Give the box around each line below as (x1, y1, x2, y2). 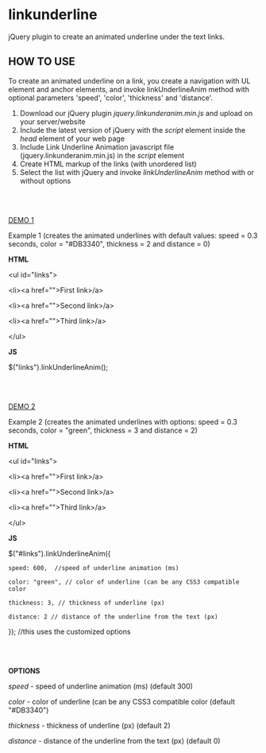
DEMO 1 (8, 215, 34, 224)
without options (19, 176, 71, 185)
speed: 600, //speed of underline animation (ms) (8, 564, 179, 572)
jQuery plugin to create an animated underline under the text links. (8, 32, 225, 41)
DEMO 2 (8, 402, 36, 411)
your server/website (19, 117, 86, 126)
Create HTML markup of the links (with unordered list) (19, 159, 197, 169)
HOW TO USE (8, 55, 75, 68)
